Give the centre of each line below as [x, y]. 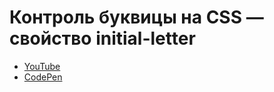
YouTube [42, 66]
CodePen [43, 77]
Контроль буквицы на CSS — [136, 17]
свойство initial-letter [102, 38]
